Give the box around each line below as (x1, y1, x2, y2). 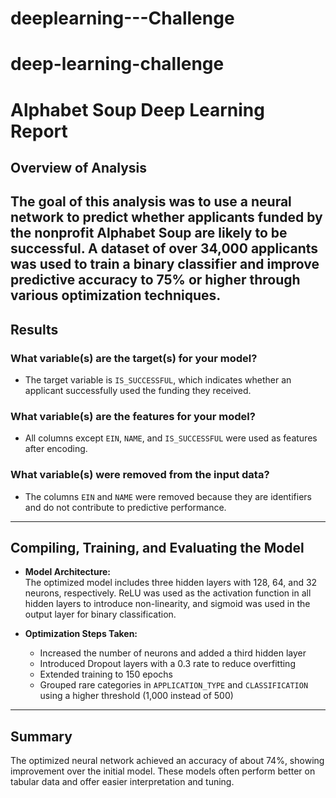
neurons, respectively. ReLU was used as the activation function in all (24, 587, 312, 599)
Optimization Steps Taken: (24, 628, 138, 640)
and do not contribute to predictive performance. (24, 501, 227, 513)
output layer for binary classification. (24, 608, 177, 621)
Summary (10, 728, 73, 745)
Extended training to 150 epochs (39, 668, 173, 681)
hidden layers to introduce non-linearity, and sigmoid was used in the (24, 598, 311, 610)
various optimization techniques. (10, 287, 222, 304)
